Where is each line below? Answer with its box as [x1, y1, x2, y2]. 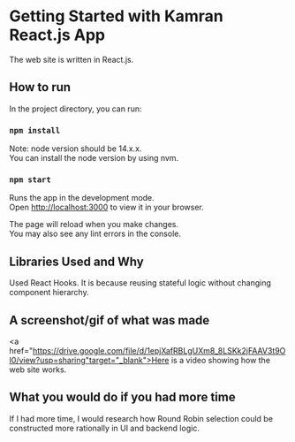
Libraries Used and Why [9, 254, 144, 269]
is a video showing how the [170, 354, 271, 365]
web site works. [9, 364, 67, 375]
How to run [9, 80, 72, 95]
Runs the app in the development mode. [9, 193, 155, 203]
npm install [9, 126, 61, 135]
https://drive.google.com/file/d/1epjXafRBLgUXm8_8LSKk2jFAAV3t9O [32, 345, 286, 355]
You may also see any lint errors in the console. [9, 228, 181, 240]
